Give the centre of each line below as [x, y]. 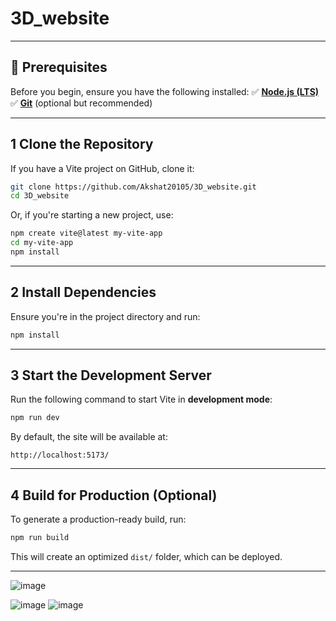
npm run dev [35, 418]
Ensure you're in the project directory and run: [105, 316]
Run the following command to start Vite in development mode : [141, 399]
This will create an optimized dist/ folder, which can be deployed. [146, 556]
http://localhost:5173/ [60, 455]
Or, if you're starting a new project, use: [92, 215]
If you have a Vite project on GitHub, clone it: [102, 168]
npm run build [40, 538]
